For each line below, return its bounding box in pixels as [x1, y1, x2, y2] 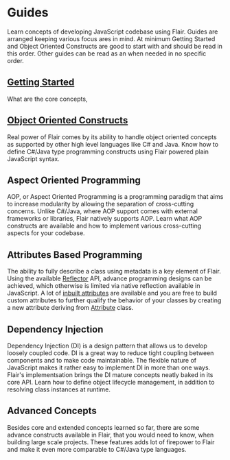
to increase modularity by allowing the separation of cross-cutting [7, 200, 194, 208]
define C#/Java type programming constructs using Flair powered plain [7, 147, 209, 156]
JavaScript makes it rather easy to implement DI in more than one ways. [7, 363, 211, 372]
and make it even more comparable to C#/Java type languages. [7, 445, 187, 453]
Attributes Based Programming [7, 249, 143, 261]
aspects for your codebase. [7, 229, 85, 237]
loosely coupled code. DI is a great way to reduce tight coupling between [7, 349, 214, 357]
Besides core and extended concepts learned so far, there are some [7, 423, 200, 431]
